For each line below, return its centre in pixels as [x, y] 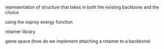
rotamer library [20, 31]
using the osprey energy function [39, 22]
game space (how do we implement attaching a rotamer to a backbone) [78, 41]
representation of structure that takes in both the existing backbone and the [82, 7]
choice [12, 12]
